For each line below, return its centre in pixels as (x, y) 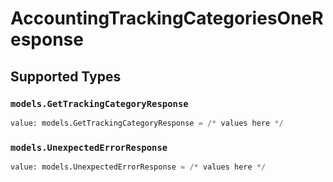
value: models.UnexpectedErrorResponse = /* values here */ (138, 167)
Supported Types (66, 76)
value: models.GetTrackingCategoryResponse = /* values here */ (147, 123)
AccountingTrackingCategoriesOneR (167, 18)
